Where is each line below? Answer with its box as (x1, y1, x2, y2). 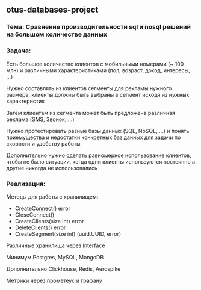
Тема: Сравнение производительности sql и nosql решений (6, 23, 191, 31)
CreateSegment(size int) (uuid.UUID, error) (14, 230, 122, 237)
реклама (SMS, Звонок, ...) (6, 116, 75, 123)
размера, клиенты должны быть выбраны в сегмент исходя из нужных (6, 91, 190, 98)
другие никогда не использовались (6, 164, 98, 171)
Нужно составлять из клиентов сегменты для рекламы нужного (6, 84, 172, 92)
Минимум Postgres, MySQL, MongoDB (6, 253, 104, 261)
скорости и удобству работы (6, 140, 81, 147)
